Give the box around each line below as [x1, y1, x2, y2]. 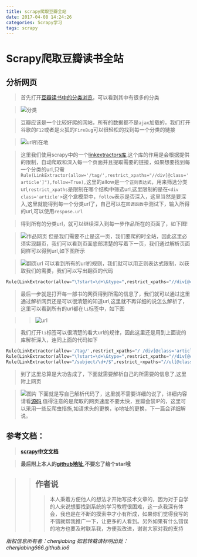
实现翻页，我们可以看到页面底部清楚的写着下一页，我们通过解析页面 [25, 240, 191, 247]
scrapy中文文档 [20, 448, 59, 455]
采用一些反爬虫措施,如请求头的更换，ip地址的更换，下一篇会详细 [25, 405, 181, 412]
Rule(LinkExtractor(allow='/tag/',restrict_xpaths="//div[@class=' [20, 173, 189, 179]
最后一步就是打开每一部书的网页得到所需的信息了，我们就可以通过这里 [20, 290, 191, 297]
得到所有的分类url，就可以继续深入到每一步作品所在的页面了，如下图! [20, 220, 188, 227]
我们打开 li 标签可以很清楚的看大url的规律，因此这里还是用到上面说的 [20, 329, 186, 336]
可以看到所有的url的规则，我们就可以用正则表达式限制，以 [44, 260, 185, 267]
